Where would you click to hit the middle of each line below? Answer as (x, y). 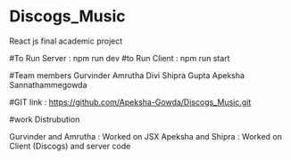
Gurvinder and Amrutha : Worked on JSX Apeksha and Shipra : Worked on (146, 136)
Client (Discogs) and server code (70, 146)
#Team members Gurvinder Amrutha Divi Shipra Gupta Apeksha (127, 75)
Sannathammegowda (48, 84)
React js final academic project (66, 41)
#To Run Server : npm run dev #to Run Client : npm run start (120, 58)
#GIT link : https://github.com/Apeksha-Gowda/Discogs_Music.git (130, 102)
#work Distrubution (45, 119)
